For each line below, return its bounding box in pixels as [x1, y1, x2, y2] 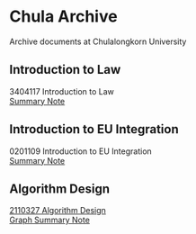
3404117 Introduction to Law [9, 85, 115, 96]
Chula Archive [9, 6, 119, 27]
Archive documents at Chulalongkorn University [9, 36, 187, 47]
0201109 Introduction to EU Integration [9, 146, 153, 157]
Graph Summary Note [9, 214, 90, 226]
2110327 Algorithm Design [9, 205, 106, 216]
